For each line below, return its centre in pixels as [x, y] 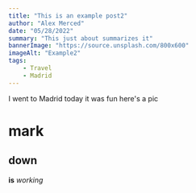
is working [26, 180]
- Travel [38, 68]
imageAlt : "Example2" [45, 53]
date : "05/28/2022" [41, 31]
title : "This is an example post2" [68, 16]
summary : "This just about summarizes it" [81, 38]
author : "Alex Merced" [46, 23]
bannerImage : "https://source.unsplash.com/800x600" [99, 46]
